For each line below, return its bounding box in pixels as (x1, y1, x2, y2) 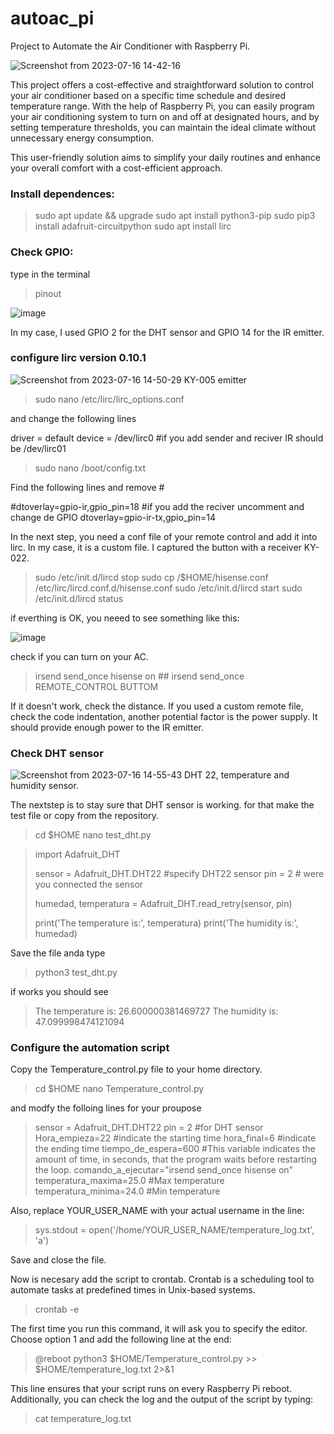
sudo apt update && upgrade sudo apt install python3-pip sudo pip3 (34, 210, 316, 222)
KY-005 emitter (183, 373, 248, 386)
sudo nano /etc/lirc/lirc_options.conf (34, 393, 185, 405)
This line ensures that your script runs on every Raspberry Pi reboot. (10, 1383, 293, 1395)
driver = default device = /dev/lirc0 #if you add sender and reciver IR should (10, 432, 324, 444)
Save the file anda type (10, 947, 106, 959)
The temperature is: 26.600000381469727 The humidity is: (34, 1005, 279, 1017)
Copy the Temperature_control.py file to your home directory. (10, 1063, 263, 1076)
